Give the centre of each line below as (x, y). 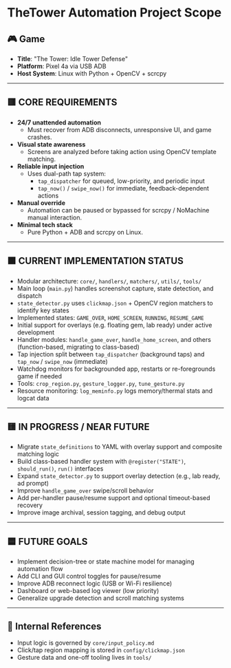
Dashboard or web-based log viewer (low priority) (88, 591)
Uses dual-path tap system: (67, 173)
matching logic (38, 454)
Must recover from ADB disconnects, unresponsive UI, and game (119, 129)
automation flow (40, 569)
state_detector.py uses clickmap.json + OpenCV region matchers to (115, 303)
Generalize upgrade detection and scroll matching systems (100, 598)
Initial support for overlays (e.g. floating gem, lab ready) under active (114, 325)
